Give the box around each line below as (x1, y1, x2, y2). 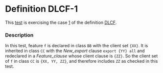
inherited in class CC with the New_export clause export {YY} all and (5, 48, 145, 54)
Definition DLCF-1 (5, 3, 78, 15)
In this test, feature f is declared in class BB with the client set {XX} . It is (5, 43, 148, 49)
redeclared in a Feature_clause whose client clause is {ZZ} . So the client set (5, 53, 158, 59)
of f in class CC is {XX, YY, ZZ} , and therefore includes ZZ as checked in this (5, 58, 158, 64)
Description (5, 32, 34, 38)
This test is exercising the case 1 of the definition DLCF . (5, 19, 117, 25)
